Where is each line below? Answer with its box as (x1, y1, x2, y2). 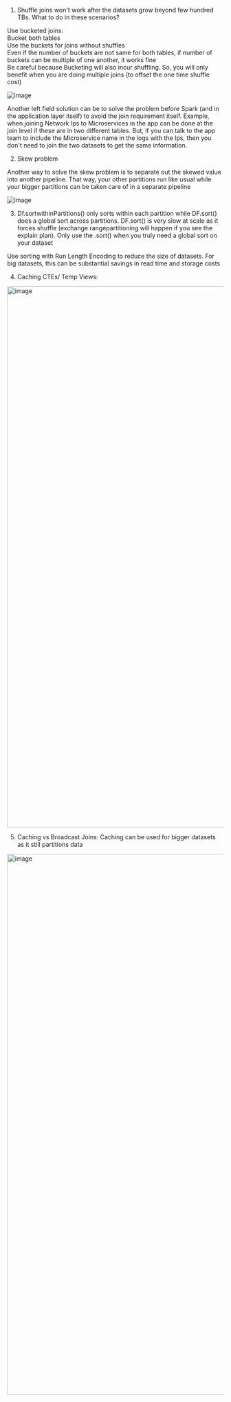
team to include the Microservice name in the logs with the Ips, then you (7, 134, 212, 142)
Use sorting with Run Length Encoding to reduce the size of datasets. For (7, 252, 215, 260)
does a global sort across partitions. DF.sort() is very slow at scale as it (16, 217, 219, 225)
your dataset (16, 239, 54, 247)
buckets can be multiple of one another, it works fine (7, 56, 157, 64)
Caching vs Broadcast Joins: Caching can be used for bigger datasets (16, 833, 216, 841)
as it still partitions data (16, 841, 83, 848)
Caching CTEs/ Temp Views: (16, 272, 98, 281)
